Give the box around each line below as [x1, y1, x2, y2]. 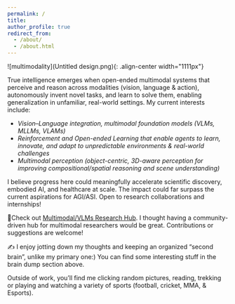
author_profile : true [7, 23, 71, 30]
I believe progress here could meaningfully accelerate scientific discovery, [7, 178, 222, 186]
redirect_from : [7, 29, 52, 37]
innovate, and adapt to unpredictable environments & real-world [17, 142, 205, 150]
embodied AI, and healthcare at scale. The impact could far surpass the [7, 185, 215, 193]
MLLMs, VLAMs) [17, 127, 66, 135]
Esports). [7, 289, 34, 297]
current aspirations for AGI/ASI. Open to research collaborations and [7, 192, 205, 201]
